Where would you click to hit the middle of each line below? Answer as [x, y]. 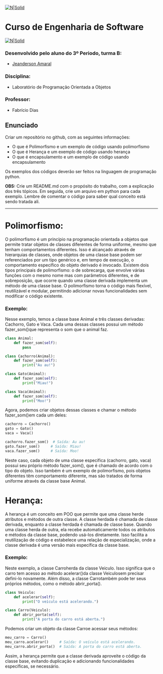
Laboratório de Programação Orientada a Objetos [61, 87]
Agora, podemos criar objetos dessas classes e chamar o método [71, 410]
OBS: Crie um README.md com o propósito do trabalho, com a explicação [80, 186]
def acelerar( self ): [34, 597]
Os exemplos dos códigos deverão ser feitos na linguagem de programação [81, 171]
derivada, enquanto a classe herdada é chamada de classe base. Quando [78, 524]
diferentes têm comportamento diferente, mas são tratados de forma [74, 476]
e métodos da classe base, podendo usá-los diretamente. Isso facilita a [76, 535]
